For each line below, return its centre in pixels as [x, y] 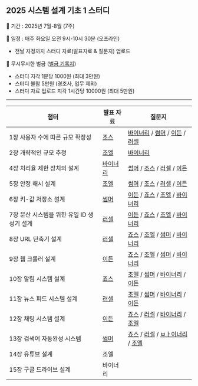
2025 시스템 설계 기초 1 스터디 [58, 11]
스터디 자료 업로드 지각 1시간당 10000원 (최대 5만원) [75, 91]
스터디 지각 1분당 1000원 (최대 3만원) [57, 76]
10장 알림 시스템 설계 [37, 279]
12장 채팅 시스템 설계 [37, 319]
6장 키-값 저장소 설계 [37, 199]
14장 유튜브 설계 [31, 354]
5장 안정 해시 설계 [32, 184]
